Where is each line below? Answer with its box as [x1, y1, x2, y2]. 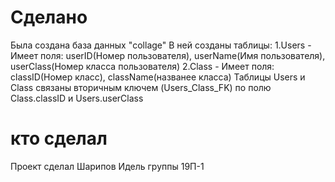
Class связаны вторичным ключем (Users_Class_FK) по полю [10, 81, 272, 93]
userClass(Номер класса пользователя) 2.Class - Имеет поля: [10, 60, 275, 72]
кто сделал [10, 127, 108, 150]
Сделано [10, 6, 88, 29]
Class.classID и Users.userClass [10, 92, 144, 104]
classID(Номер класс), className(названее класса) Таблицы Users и [10, 71, 306, 83]
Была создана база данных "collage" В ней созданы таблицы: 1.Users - [10, 39, 312, 51]
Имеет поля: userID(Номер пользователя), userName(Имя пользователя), [10, 49, 326, 61]
